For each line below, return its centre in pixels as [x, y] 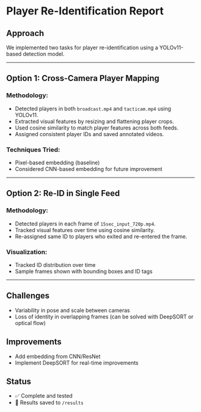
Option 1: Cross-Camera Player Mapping [83, 78]
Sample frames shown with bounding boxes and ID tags [83, 271]
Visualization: [27, 252]
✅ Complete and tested [44, 396]
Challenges [28, 296]
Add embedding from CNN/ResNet [57, 356]
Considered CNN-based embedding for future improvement [89, 169]
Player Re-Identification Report [85, 11]
